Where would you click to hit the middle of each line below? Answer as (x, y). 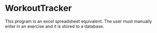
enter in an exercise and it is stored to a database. (55, 26)
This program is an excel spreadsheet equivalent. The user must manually (78, 21)
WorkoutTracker (38, 8)
